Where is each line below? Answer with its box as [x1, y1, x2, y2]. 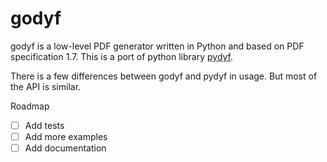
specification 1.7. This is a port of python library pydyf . [10, 50, 234, 62]
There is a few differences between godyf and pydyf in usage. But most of [10, 70, 318, 82]
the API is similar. [10, 80, 82, 92]
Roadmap [10, 100, 50, 112]
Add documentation [24, 142, 107, 154]
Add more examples [24, 131, 108, 142]
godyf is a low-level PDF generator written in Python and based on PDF [10, 40, 305, 52]
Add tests [24, 119, 65, 131]
